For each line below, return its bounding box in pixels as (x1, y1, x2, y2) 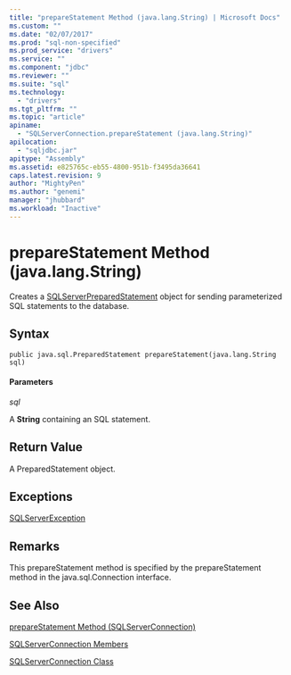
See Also (9, 597, 60, 612)
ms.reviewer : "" (9, 71, 69, 80)
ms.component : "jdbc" (9, 63, 90, 72)
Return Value (9, 439, 83, 455)
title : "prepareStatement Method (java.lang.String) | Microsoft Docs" (9, 12, 280, 22)
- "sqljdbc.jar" (17, 146, 77, 154)
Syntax (9, 327, 50, 342)
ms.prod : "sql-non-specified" (9, 37, 122, 47)
